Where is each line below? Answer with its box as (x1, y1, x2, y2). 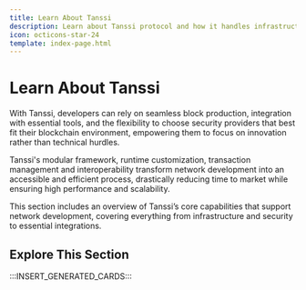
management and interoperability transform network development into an (9, 165, 285, 175)
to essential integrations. (9, 220, 102, 232)
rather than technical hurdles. (9, 137, 120, 148)
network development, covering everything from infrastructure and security (9, 211, 293, 222)
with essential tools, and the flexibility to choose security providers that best (9, 117, 296, 128)
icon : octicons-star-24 (9, 30, 100, 39)
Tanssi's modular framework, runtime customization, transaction (9, 155, 251, 165)
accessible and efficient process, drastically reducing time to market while (9, 174, 289, 185)
